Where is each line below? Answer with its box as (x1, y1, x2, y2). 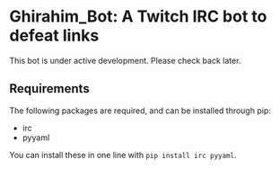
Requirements (9, 81, 90, 96)
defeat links (9, 25, 100, 46)
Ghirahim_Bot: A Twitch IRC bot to (9, 6, 267, 27)
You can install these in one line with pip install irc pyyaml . (9, 149, 237, 160)
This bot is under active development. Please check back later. (9, 55, 241, 66)
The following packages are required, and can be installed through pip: (9, 105, 271, 116)
